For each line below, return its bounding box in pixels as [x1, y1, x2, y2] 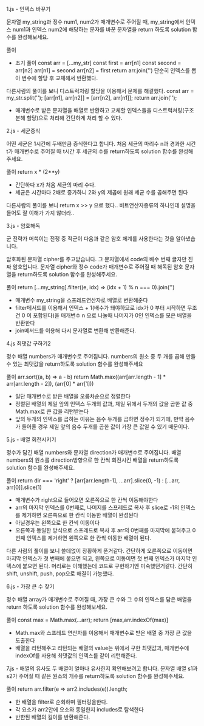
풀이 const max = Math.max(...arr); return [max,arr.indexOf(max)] [6, 616, 169, 623]
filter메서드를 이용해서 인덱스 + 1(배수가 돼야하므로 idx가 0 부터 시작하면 [15, 304, 186, 311]
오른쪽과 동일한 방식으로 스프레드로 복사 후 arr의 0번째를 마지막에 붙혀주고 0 [15, 527, 196, 533]
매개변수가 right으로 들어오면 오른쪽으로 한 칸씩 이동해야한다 [15, 496, 158, 503]
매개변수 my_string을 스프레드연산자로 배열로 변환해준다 [15, 296, 148, 304]
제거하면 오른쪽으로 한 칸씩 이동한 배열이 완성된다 [21, 512, 138, 518]
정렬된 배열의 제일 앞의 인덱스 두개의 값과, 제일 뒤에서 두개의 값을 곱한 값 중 [15, 400, 193, 407]
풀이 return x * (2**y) [6, 168, 60, 175]
